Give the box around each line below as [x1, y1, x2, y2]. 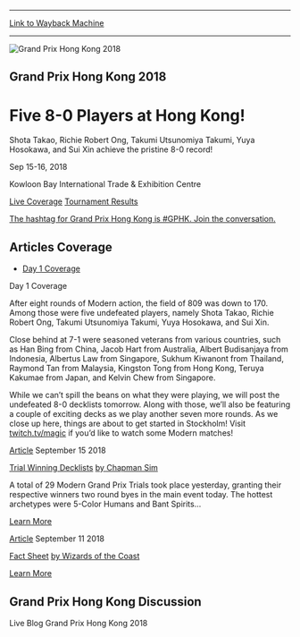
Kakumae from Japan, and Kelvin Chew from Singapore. [9, 372, 216, 383]
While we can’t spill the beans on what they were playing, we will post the [9, 390, 280, 401]
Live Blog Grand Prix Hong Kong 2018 [9, 617, 148, 628]
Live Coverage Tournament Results [9, 196, 138, 207]
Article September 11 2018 [9, 533, 105, 544]
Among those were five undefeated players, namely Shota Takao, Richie [9, 308, 274, 318]
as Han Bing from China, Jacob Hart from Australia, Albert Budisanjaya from [9, 344, 288, 354]
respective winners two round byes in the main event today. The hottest [9, 489, 273, 500]
